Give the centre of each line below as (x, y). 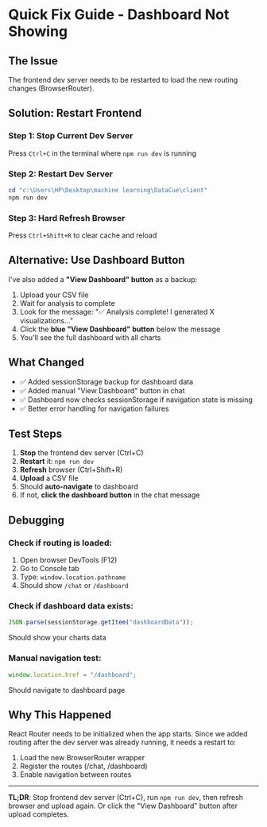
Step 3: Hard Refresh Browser (67, 218)
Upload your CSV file (54, 295)
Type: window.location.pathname (73, 577)
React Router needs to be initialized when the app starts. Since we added (128, 734)
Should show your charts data (57, 638)
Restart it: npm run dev (57, 462)
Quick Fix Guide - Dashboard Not (119, 15)
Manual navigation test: (55, 659)
